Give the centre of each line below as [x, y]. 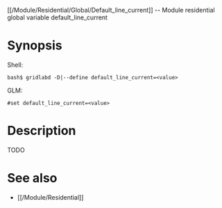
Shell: [15, 65]
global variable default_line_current [57, 17]
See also [32, 178]
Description [42, 131]
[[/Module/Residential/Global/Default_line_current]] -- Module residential [111, 10]
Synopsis [35, 46]
